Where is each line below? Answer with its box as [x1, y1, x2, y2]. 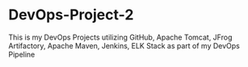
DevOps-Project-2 [8, 6, 134, 24]
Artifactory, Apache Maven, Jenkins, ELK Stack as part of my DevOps [8, 40, 240, 50]
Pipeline [8, 49, 36, 59]
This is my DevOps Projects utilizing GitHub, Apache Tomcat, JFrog [8, 32, 233, 42]
